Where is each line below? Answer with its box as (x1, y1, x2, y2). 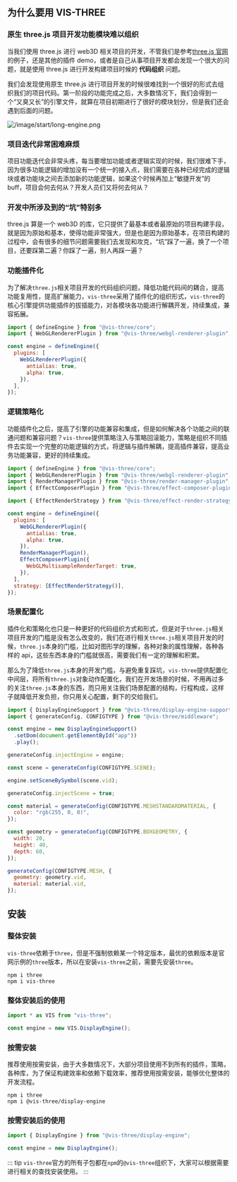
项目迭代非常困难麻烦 (7, 139, 80, 149)
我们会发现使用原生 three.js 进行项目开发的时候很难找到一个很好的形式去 (7, 80, 218, 88)
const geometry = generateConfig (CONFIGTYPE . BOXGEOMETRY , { (7, 828, 188, 835)
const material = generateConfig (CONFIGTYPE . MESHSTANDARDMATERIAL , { (7, 802, 217, 810)
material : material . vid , (13, 880, 87, 888)
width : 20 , (13, 835, 46, 842)
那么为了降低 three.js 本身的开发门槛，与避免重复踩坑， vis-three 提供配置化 (7, 666, 228, 674)
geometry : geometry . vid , (13, 874, 87, 881)
